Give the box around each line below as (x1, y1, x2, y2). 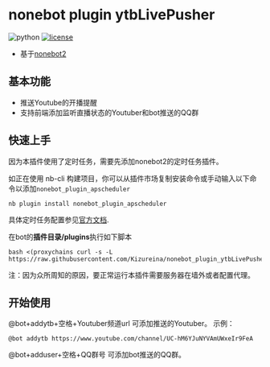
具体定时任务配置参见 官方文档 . (8, 215, 110, 225)
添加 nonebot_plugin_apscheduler (22, 183, 131, 193)
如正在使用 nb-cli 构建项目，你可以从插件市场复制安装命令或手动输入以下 (8, 173, 250, 183)
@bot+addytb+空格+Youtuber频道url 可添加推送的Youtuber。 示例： (8, 319, 235, 328)
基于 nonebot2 (19, 48, 67, 58)
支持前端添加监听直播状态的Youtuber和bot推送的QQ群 (19, 107, 199, 118)
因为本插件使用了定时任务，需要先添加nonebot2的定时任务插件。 (8, 156, 223, 166)
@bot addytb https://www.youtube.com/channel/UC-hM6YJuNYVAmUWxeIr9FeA (8, 335, 253, 343)
